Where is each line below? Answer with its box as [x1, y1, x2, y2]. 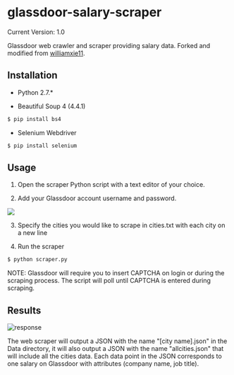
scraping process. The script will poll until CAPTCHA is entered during [7, 277, 211, 285]
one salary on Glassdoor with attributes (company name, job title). [7, 359, 199, 368]
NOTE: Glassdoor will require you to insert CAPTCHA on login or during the [7, 269, 225, 277]
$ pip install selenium [7, 142, 78, 149]
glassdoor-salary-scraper [7, 4, 162, 21]
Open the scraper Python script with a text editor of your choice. [17, 180, 206, 189]
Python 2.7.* [17, 88, 54, 96]
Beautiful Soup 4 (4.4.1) [17, 102, 86, 110]
